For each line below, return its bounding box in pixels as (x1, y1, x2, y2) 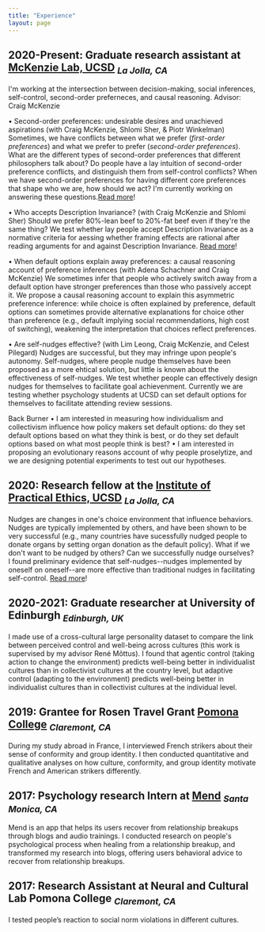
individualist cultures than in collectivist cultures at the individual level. (8, 682, 237, 692)
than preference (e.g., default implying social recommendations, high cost (8, 315, 249, 325)
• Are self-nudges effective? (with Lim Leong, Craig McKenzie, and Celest (8, 339, 250, 349)
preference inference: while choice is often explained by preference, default (8, 298, 256, 308)
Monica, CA (8, 804, 58, 815)
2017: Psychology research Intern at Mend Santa (8, 788, 249, 805)
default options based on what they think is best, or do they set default (8, 430, 239, 440)
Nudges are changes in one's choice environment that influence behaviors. (8, 514, 253, 524)
